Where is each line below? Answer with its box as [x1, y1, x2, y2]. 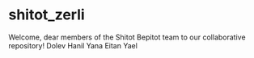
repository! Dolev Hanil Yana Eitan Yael [8, 40, 138, 50]
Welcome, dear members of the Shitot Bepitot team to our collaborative [8, 32, 246, 42]
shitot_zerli [8, 6, 85, 24]
